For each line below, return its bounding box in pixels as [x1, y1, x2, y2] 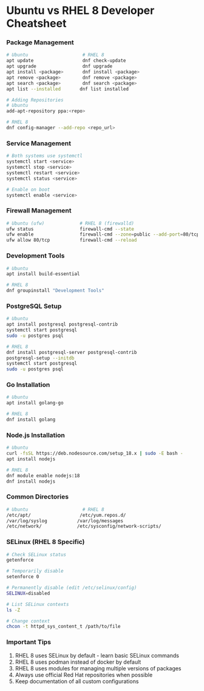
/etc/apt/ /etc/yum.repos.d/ [6, 512, 126, 518]
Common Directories [6, 492, 69, 501]
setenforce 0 [6, 574, 39, 580]
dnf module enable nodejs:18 [6, 472, 80, 478]
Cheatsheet [6, 16, 67, 30]
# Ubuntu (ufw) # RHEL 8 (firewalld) [6, 220, 135, 226]
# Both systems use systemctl [6, 153, 83, 159]
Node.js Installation [6, 431, 66, 439]
